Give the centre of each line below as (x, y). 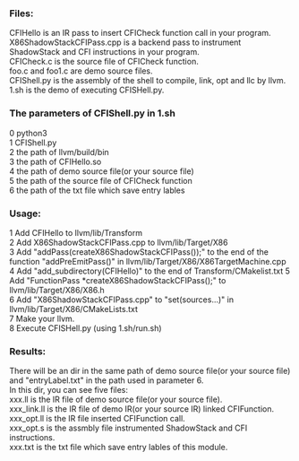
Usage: (26, 213)
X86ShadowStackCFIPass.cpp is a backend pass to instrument (125, 42)
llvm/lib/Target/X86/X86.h (57, 290)
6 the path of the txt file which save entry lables (97, 190)
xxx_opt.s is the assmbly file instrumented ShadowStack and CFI (128, 428)
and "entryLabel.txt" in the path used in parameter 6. (107, 380)
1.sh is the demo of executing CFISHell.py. (87, 90)
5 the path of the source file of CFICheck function (101, 180)
